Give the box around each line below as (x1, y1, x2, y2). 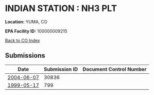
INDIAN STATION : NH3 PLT (5, 3, 118, 14)
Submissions (5, 52, 45, 60)
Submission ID (43, 66, 78, 72)
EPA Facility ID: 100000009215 (5, 28, 68, 34)
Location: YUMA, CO (5, 19, 48, 25)
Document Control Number (82, 66, 147, 72)
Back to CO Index (5, 37, 40, 43)
